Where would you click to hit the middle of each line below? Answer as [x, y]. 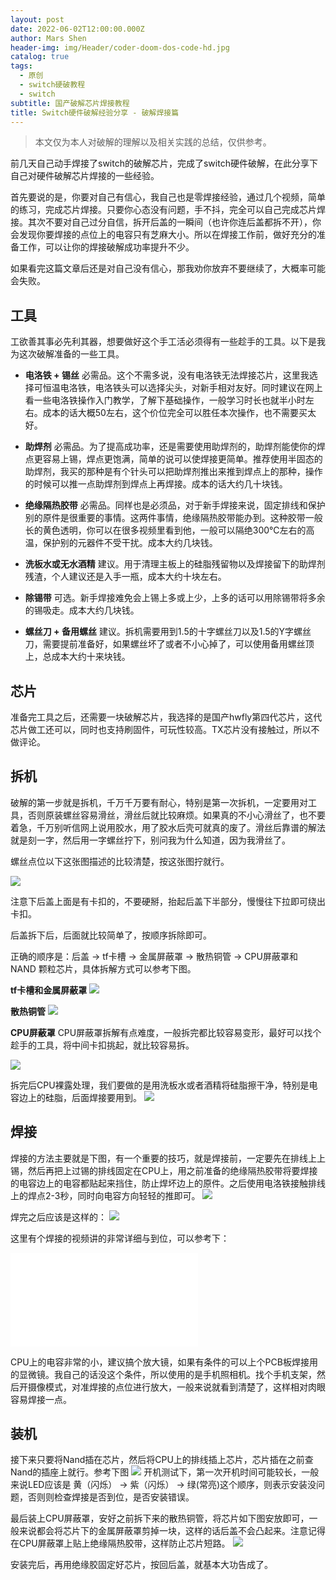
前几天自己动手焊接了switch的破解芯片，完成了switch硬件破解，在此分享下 [164, 163]
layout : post [37, 19]
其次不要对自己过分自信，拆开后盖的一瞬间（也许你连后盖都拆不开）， [170, 222]
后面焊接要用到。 [106, 1097]
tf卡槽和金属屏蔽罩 [49, 990]
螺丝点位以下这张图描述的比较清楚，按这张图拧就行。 [120, 861]
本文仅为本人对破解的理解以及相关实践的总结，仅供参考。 [153, 142]
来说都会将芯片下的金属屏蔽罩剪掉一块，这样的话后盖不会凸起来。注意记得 [172, 1531]
